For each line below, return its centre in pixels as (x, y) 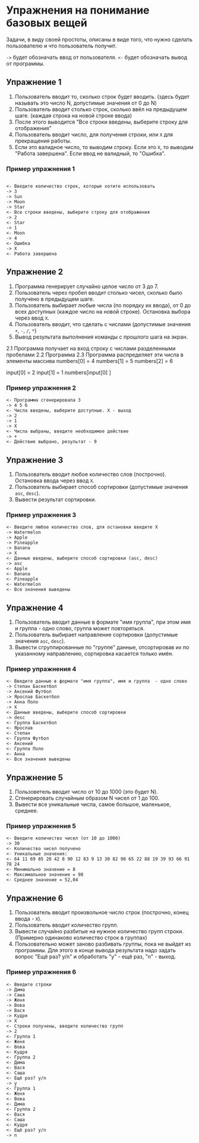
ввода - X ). (28, 919)
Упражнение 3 (35, 460)
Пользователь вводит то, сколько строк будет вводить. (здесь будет (102, 96)
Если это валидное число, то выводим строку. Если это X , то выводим (104, 147)
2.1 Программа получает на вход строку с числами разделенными (91, 348)
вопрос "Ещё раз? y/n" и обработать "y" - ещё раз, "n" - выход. (95, 956)
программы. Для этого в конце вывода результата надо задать (95, 951)
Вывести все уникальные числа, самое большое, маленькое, (93, 804)
